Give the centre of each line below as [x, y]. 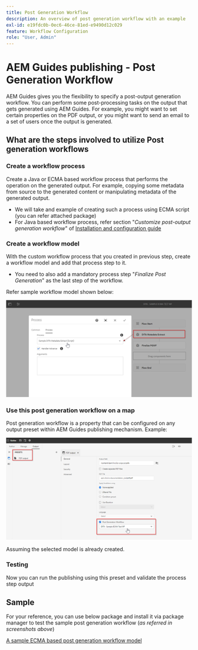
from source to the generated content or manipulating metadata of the [91, 192]
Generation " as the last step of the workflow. [69, 280]
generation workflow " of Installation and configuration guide [88, 228]
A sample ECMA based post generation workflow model [74, 641]
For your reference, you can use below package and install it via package [95, 617]
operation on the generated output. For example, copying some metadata [95, 185]
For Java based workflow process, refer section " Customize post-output [103, 222]
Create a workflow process [46, 166]
